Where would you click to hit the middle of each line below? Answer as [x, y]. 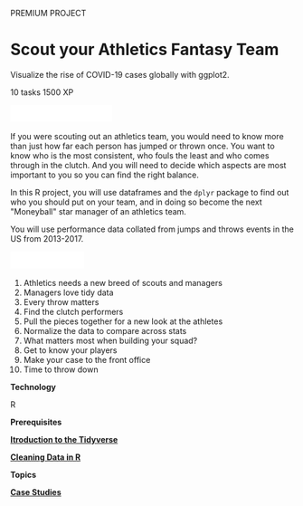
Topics [24, 474]
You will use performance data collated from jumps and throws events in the [152, 229]
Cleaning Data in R [46, 457]
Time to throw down [61, 369]
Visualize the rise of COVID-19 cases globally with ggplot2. [120, 74]
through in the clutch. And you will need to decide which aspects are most [148, 165]
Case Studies [36, 492]
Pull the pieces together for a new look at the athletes [123, 321]
